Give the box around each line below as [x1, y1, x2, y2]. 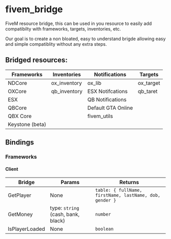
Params [61, 179, 80, 186]
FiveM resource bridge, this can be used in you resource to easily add [5, 20, 152, 26]
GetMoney [8, 211, 33, 218]
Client [5, 166, 19, 172]
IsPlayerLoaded [8, 225, 45, 232]
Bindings [5, 138, 34, 147]
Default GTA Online [87, 104, 133, 111]
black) [50, 217, 65, 224]
